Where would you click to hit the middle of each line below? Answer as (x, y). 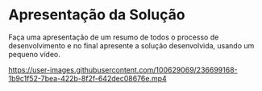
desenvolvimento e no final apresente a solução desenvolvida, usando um (131, 45)
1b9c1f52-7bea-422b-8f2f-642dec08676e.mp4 (87, 78)
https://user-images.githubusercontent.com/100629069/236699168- (123, 69)
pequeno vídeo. (34, 54)
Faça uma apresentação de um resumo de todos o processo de (114, 37)
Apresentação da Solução (97, 15)
